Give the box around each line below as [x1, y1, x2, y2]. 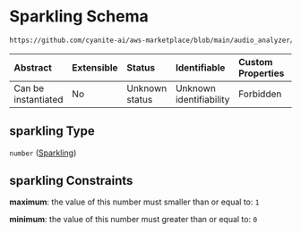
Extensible [71, 61, 118, 73]
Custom [238, 55, 273, 68]
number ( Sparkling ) [9, 147, 77, 158]
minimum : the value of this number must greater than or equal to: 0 [9, 214, 258, 225]
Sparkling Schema [9, 6, 150, 27]
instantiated [13, 93, 64, 105]
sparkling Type [9, 123, 96, 139]
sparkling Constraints [9, 173, 133, 188]
